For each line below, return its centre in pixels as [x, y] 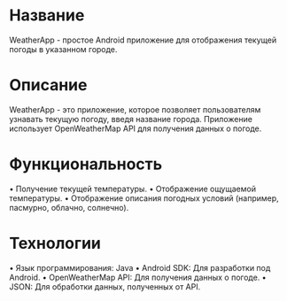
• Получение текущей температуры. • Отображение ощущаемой [133, 189]
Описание [48, 85]
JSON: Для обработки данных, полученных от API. [105, 286]
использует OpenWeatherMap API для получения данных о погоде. [136, 128]
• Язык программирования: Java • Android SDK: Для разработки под [140, 267]
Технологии [55, 243]
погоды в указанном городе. [63, 49]
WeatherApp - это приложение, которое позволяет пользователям [135, 109]
